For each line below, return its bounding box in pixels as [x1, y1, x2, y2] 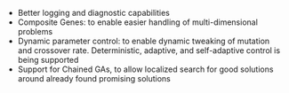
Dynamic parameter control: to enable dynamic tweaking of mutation [17, 35, 270, 46]
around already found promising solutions [17, 74, 171, 83]
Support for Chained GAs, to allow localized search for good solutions [17, 64, 274, 74]
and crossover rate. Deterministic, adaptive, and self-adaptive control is [17, 45, 281, 56]
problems [17, 27, 53, 36]
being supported [17, 55, 79, 65]
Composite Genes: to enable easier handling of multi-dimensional [17, 17, 258, 27]
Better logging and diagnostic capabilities [17, 8, 171, 18]
